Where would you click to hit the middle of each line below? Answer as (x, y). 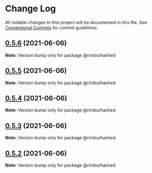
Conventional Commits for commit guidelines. (51, 27)
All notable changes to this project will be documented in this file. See (76, 22)
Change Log (30, 9)
